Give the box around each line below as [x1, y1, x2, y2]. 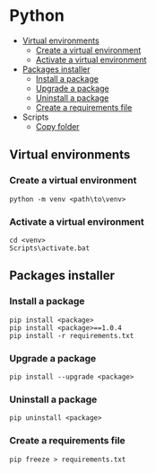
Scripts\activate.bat [9, 244, 91, 253]
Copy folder [35, 120, 80, 131]
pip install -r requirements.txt [9, 331, 134, 340]
